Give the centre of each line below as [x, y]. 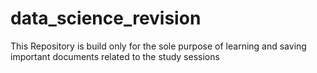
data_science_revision [106, 18]
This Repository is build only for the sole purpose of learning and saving [158, 46]
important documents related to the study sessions [115, 56]
